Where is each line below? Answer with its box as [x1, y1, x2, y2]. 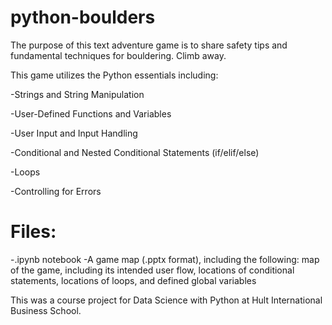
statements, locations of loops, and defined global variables [10, 274, 257, 286]
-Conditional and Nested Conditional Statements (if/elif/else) [10, 146, 260, 158]
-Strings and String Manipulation [10, 88, 145, 100]
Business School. [10, 304, 82, 316]
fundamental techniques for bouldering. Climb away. [10, 49, 227, 61]
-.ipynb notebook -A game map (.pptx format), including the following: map [10, 253, 320, 265]
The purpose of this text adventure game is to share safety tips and [10, 39, 288, 51]
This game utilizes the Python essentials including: [10, 69, 219, 81]
